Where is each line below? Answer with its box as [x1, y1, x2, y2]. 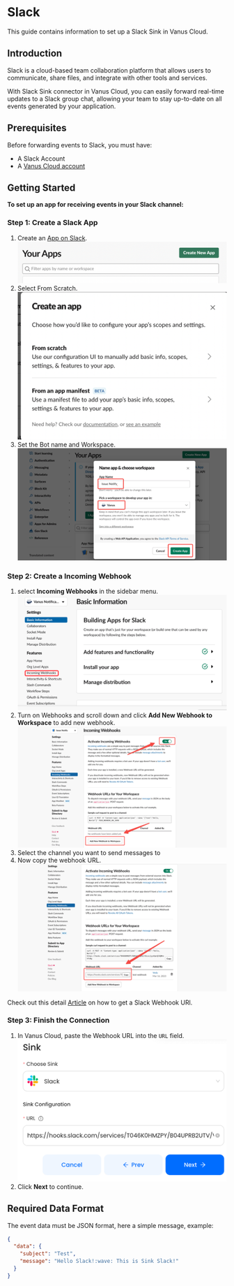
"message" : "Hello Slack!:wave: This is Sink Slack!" [19, 1258, 179, 1265]
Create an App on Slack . [17, 233, 88, 242]
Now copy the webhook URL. [17, 856, 102, 864]
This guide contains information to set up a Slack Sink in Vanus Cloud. [7, 27, 208, 36]
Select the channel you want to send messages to [17, 848, 161, 856]
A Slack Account [17, 154, 65, 163]
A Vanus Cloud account [17, 161, 86, 170]
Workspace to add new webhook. [17, 719, 116, 727]
